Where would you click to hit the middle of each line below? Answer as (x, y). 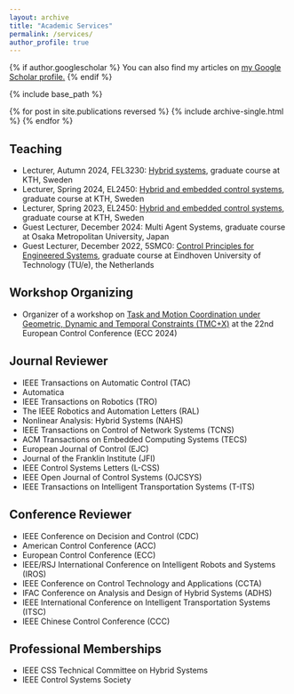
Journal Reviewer (59, 361)
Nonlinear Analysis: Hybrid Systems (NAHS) (103, 420)
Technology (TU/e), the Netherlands (88, 265)
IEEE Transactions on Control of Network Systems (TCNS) (128, 430)
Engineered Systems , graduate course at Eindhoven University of (142, 255)
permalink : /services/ (51, 34)
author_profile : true (49, 42)
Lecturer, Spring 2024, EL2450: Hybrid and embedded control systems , (153, 190)
